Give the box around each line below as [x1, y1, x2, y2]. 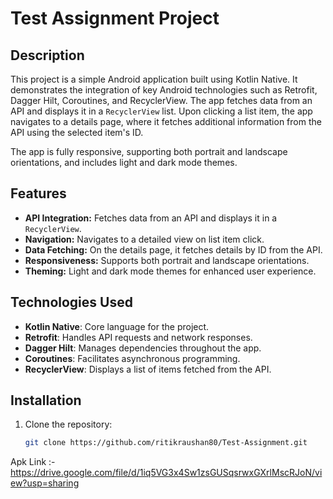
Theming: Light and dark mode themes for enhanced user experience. [24, 265, 317, 277]
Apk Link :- [10, 456, 56, 468]
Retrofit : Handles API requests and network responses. [24, 331, 253, 343]
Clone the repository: [24, 418, 113, 431]
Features [10, 185, 67, 202]
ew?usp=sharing [10, 477, 80, 489]
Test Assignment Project [10, 7, 220, 30]
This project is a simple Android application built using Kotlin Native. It [10, 73, 298, 85]
